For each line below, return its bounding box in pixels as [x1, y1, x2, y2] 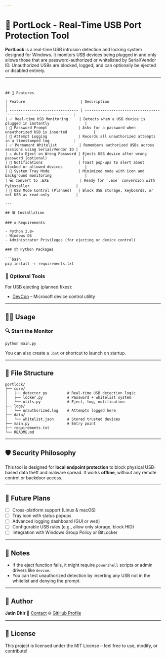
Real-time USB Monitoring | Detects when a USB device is [14, 116, 146, 122]
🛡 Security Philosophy [5, 448, 77, 457]
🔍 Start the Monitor [5, 328, 53, 335]
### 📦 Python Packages [5, 247, 54, 252]
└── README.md [5, 430, 35, 435]
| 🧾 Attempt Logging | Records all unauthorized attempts [5, 134, 156, 139]
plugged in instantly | [5, 121, 87, 126]
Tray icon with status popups [12, 512, 72, 519]
